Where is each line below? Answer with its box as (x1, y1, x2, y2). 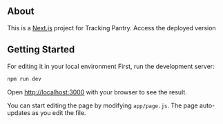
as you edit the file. (32, 108, 86, 116)
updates (7, 108, 31, 116)
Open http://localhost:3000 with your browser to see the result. (7, 87, 188, 96)
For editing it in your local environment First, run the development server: (7, 62, 215, 70)
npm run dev (7, 75, 41, 82)
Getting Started (7, 44, 75, 56)
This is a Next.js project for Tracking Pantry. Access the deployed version (7, 23, 216, 32)
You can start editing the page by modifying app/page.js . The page (7, 101, 198, 110)
